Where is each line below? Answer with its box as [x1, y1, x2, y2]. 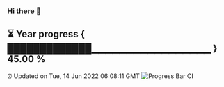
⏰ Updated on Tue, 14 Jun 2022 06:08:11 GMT [7, 72, 141, 80]
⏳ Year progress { [7, 28, 86, 40]
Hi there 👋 [7, 6, 42, 16]
